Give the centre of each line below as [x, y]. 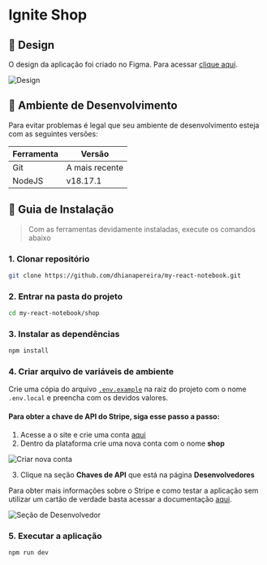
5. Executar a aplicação [56, 536]
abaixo [39, 238]
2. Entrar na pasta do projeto [66, 296]
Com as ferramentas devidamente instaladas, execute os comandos [142, 229]
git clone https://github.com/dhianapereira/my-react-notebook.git [125, 275]
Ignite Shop [48, 15]
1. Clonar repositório [49, 259]
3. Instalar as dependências [64, 334]
